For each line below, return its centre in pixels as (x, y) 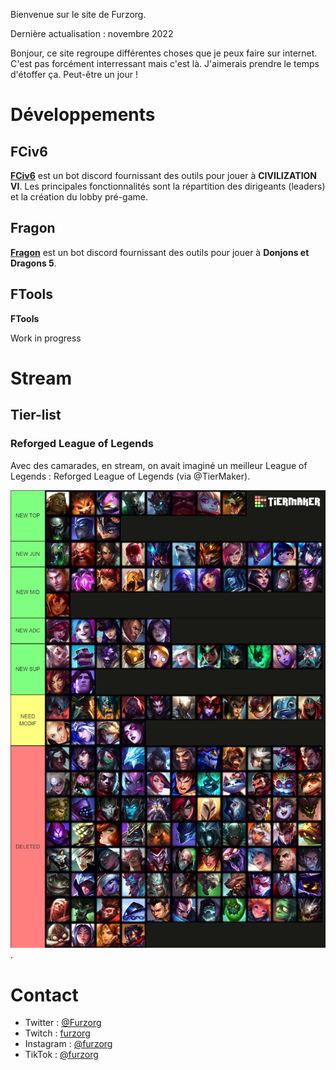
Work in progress (46, 338)
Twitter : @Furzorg (63, 1023)
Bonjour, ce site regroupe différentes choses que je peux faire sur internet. (164, 53)
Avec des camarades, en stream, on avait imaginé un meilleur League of (159, 465)
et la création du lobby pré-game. (79, 197)
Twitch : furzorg (57, 1033)
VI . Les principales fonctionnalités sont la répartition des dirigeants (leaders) (168, 186)
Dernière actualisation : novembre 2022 (92, 33)
